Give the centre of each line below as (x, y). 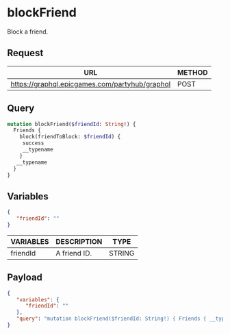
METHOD (192, 72)
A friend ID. (74, 253)
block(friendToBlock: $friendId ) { (70, 137)
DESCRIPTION (79, 241)
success (33, 143)
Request (25, 53)
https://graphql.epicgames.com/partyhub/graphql (91, 84)
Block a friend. (28, 32)
